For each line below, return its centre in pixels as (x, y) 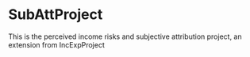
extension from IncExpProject (57, 44)
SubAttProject (56, 15)
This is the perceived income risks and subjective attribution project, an (125, 36)
